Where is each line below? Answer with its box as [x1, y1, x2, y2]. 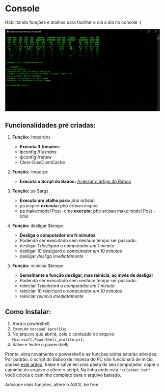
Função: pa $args [12, 188, 49, 194]
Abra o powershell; [12, 321, 51, 327]
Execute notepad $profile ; [12, 326, 67, 332]
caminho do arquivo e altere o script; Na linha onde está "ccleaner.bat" [5, 367, 151, 373]
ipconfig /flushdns [19, 149, 57, 155]
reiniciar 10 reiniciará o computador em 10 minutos [19, 288, 123, 294]
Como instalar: [5, 307, 52, 316]
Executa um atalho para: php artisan [19, 197, 95, 203]
